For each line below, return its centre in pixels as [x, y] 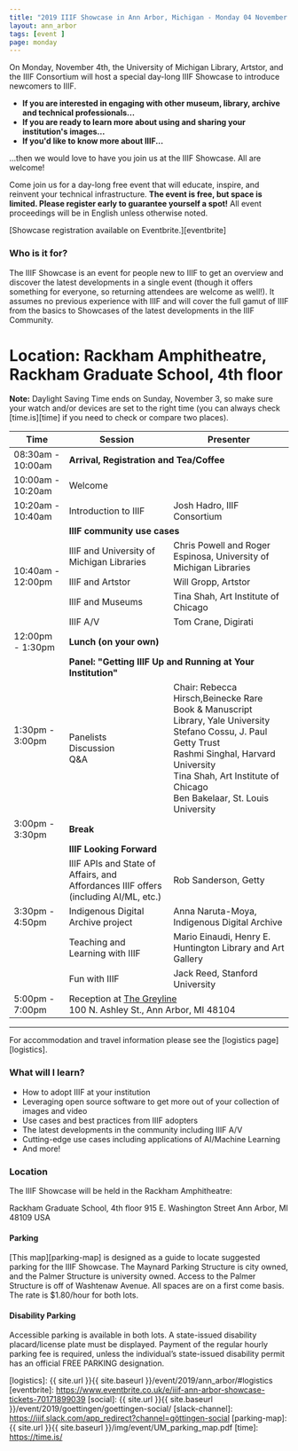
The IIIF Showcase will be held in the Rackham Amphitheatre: [121, 1191]
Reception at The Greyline [123, 999]
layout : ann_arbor [43, 26]
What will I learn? [47, 1072]
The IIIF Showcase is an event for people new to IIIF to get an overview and [146, 272]
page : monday [33, 42]
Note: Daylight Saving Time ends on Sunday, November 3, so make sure [141, 399]
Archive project [101, 922]
